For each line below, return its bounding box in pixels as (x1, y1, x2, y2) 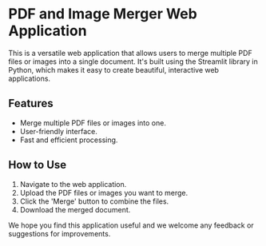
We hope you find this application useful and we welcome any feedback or (8, 220, 254, 230)
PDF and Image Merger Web (8, 5, 197, 23)
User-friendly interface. (19, 126, 97, 136)
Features (8, 97, 54, 110)
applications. (8, 73, 50, 83)
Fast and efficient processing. (19, 135, 118, 145)
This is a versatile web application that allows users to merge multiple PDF (8, 48, 253, 58)
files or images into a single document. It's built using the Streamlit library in (8, 57, 258, 66)
